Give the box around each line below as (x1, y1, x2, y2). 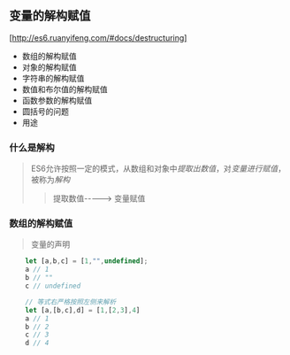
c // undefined (25, 282, 81, 290)
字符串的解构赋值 (21, 73, 85, 83)
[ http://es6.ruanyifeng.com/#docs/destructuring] (9, 32, 187, 42)
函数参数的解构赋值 (21, 95, 93, 105)
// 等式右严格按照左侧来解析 (25, 297, 117, 306)
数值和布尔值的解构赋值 (21, 83, 108, 95)
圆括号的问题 (21, 105, 69, 117)
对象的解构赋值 (21, 61, 77, 73)
